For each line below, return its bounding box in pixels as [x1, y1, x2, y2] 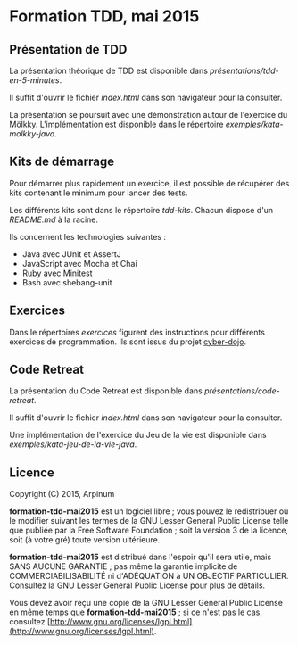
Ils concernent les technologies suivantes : [9, 231, 167, 242]
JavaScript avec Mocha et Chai [21, 258, 137, 269]
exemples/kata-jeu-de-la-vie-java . [9, 439, 137, 450]
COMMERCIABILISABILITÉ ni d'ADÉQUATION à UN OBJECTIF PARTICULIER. [9, 571, 289, 582]
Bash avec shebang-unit [21, 277, 112, 287]
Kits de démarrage [9, 154, 114, 170]
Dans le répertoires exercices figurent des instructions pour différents [9, 327, 266, 337]
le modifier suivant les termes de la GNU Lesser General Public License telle [9, 516, 289, 526]
